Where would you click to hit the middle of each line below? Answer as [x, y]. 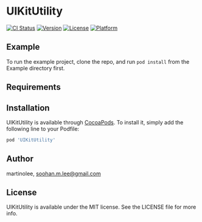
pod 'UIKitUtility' [31, 140]
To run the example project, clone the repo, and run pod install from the [98, 61]
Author [20, 159]
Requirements [33, 87]
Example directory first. [36, 68]
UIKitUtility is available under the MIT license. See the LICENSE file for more [101, 207]
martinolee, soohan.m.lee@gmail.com [54, 173]
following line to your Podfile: [43, 129]
